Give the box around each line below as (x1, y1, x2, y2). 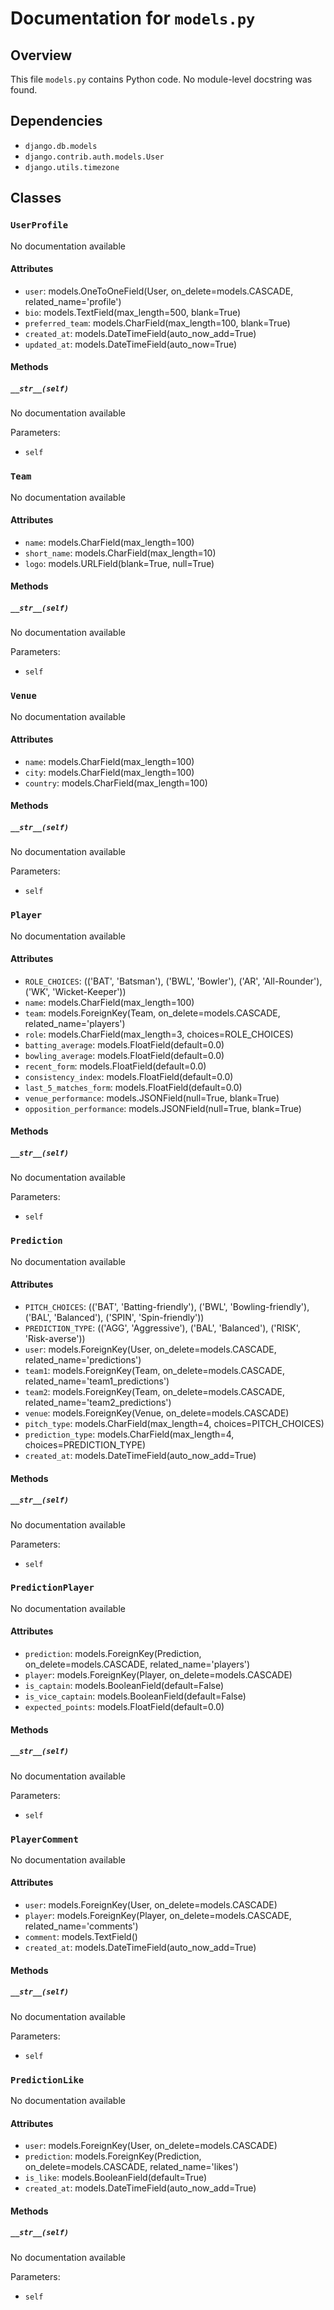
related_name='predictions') (24, 1353, 142, 1366)
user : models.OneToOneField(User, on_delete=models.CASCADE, (24, 285, 294, 297)
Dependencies (10, 113, 103, 130)
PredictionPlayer (10, 1582, 95, 1594)
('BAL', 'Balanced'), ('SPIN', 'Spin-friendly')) (24, 1311, 205, 1323)
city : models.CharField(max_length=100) (24, 766, 195, 778)
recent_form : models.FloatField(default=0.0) (24, 1060, 207, 1072)
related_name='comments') (24, 1920, 139, 1932)
